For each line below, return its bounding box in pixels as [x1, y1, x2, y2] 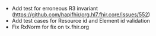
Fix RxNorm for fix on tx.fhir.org [11, 23, 90, 30]
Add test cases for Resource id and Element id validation [11, 17, 150, 24]
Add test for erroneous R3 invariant [11, 5, 98, 12]
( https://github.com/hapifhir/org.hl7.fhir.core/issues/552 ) [11, 11, 150, 18]
